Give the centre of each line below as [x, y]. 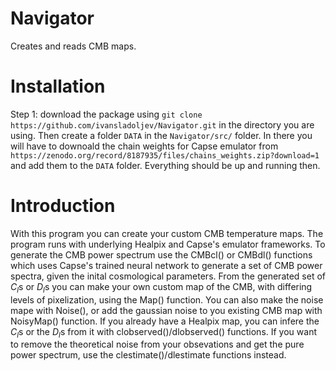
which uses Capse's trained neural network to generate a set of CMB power [166, 265]
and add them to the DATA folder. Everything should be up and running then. [165, 165]
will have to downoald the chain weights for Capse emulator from [144, 146]
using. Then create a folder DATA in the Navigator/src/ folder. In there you [161, 135]
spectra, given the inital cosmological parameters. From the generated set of [168, 276]
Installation [58, 86]
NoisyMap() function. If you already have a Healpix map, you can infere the [165, 321]
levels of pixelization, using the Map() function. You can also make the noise [167, 299]
